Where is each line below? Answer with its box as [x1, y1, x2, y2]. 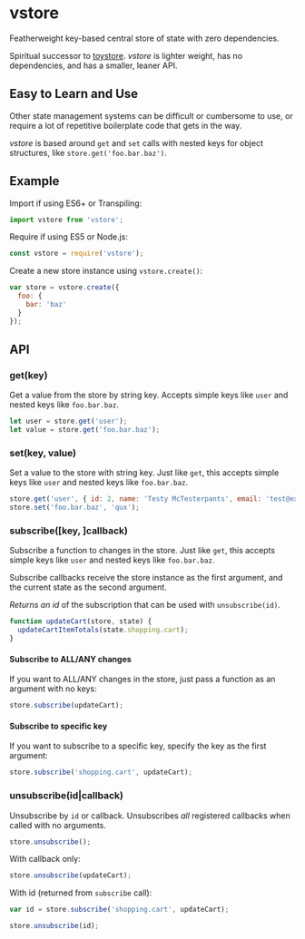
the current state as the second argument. [9, 582, 168, 592]
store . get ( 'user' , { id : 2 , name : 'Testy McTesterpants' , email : [9, 494, 262, 504]
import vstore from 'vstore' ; [9, 215, 124, 224]
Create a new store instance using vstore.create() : [9, 266, 202, 277]
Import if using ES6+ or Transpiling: [9, 198, 143, 209]
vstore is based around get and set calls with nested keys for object [9, 137, 263, 148]
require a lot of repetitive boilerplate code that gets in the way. [9, 120, 242, 131]
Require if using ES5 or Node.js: [9, 231, 129, 242]
